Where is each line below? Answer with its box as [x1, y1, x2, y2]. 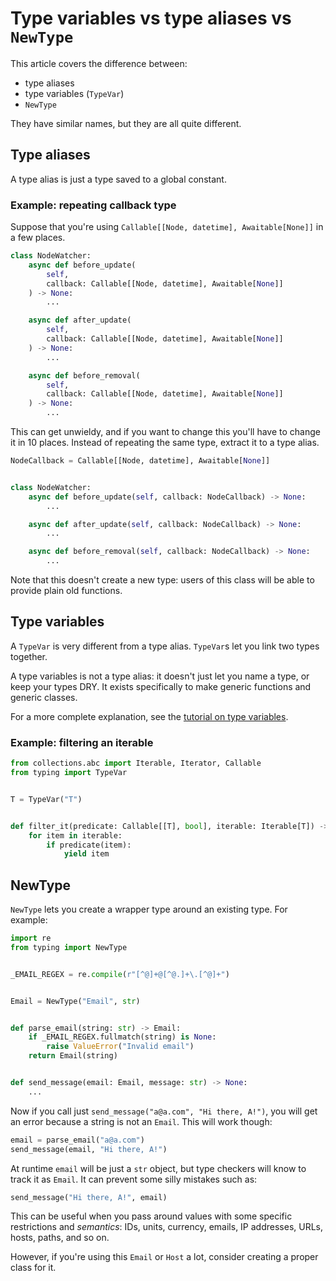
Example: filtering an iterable [10, 735, 154, 749]
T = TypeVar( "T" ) [10, 794, 83, 804]
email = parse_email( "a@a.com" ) [10, 1135, 145, 1145]
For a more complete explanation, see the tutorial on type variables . [10, 710, 289, 722]
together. [10, 650, 48, 662]
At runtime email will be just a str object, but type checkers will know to [10, 1162, 307, 1174]
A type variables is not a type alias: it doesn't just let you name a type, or [10, 670, 310, 682]
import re [10, 933, 52, 944]
